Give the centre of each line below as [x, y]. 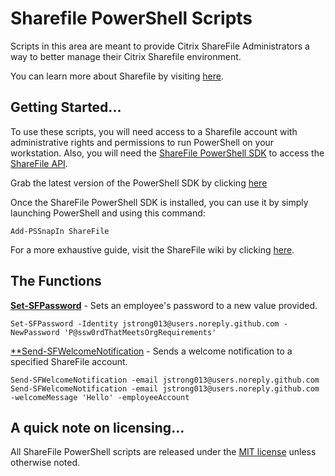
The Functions [56, 281]
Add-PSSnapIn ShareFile [60, 231]
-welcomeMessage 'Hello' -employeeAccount [100, 397]
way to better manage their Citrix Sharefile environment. [126, 56]
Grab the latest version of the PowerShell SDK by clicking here [139, 183]
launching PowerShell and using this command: [108, 213]
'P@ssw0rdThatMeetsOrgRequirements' [140, 332]
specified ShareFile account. [69, 361]
